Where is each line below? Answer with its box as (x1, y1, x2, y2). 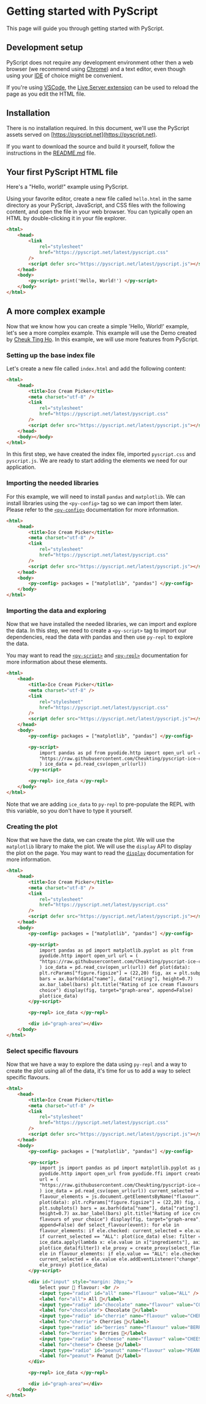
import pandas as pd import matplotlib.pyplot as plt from (39, 947, 193, 954)
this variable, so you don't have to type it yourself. (6, 807, 133, 814)
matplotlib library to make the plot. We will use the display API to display (6, 843, 192, 850)
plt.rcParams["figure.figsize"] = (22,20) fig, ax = (39, 970, 177, 976)
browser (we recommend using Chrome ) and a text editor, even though (6, 65, 186, 72)
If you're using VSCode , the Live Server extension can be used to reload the (6, 83, 199, 91)
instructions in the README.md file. (6, 149, 96, 156)
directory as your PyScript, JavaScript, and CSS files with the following (6, 201, 186, 209)
